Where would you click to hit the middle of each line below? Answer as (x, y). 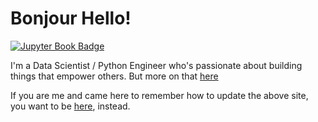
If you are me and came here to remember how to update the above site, (159, 95)
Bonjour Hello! (71, 18)
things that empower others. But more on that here (114, 76)
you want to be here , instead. (70, 106)
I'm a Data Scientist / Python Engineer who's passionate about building (156, 65)
